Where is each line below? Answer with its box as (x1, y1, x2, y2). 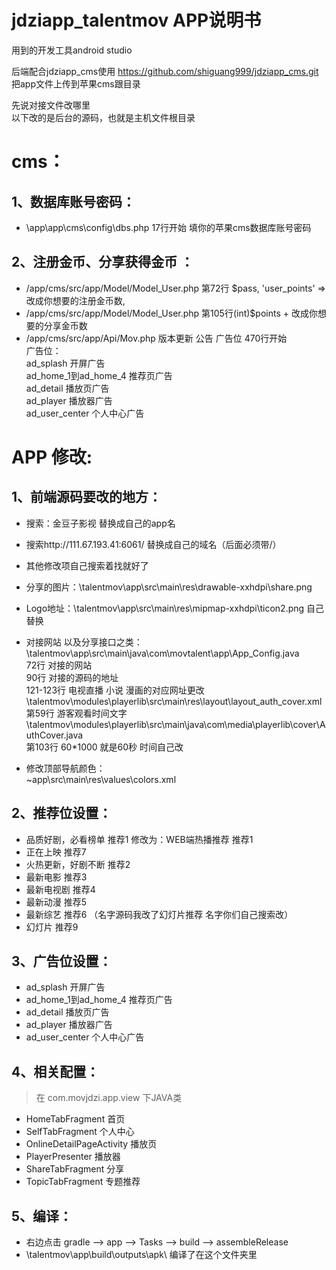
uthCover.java (25, 729, 84, 741)
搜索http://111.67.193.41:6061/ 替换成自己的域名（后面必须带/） (25, 538, 282, 550)
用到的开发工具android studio (11, 44, 133, 56)
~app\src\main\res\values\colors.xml (25, 773, 177, 785)
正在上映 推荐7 (25, 846, 87, 858)
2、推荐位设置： (11, 805, 113, 822)
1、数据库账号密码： (11, 193, 136, 210)
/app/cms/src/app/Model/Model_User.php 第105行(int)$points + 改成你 (25, 307, 318, 319)
